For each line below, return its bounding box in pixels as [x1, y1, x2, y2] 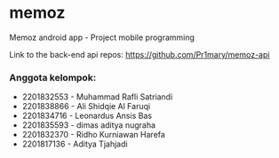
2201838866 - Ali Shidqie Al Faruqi [21, 101, 151, 112]
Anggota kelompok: [9, 71, 97, 83]
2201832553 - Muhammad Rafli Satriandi [21, 91, 173, 102]
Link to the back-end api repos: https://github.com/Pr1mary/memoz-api [9, 49, 270, 59]
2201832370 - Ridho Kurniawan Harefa [21, 130, 166, 140]
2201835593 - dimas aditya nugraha [21, 120, 156, 130]
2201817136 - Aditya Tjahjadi [21, 138, 128, 149]
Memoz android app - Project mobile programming [9, 32, 195, 43]
